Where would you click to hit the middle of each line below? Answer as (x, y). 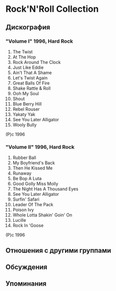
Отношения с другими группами (58, 251)
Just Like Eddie (28, 67)
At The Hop (24, 57)
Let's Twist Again (30, 78)
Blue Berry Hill (27, 104)
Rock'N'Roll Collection (52, 9)
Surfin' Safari (26, 199)
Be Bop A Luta (27, 179)
